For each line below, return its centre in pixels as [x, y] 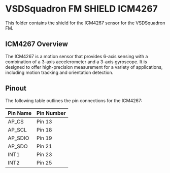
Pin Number [51, 113]
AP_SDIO [19, 138]
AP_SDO [18, 146]
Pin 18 [44, 129]
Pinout [16, 88]
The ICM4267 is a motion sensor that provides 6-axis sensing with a [77, 56]
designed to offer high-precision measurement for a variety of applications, [84, 67]
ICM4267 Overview [37, 44]
